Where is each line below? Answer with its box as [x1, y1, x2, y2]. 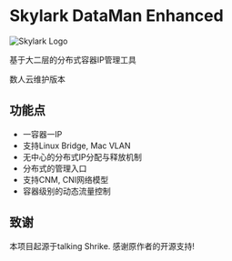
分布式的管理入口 [22, 163, 87, 174]
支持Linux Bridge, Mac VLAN [22, 140, 131, 151]
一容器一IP [22, 128, 63, 139]
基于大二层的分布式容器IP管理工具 [9, 54, 136, 65]
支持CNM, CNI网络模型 [22, 174, 109, 185]
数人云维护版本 [9, 74, 66, 85]
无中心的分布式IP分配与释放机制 [22, 151, 143, 162]
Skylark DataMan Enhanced [9, 5, 225, 26]
